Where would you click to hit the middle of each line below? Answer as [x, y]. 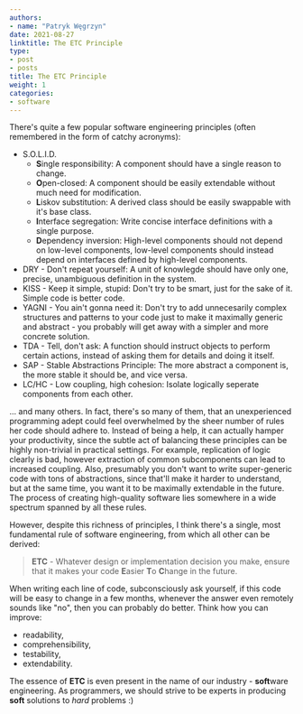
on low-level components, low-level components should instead [155, 250]
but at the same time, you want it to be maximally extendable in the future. [147, 488]
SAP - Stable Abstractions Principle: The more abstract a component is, [155, 366]
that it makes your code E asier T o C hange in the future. [134, 571]
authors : [26, 18]
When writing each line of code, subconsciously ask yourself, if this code [145, 589]
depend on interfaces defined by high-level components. [142, 260]
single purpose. [65, 231]
